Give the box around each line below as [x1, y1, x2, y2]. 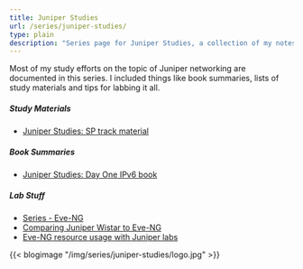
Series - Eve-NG [22, 213, 84, 224]
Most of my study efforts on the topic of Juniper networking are [9, 63, 246, 74]
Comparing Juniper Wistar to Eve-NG [22, 222, 162, 233]
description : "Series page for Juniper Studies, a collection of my [9, 38, 272, 48]
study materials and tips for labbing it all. [9, 82, 161, 93]
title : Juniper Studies [9, 13, 99, 23]
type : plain [9, 30, 54, 39]
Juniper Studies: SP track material [22, 125, 149, 136]
